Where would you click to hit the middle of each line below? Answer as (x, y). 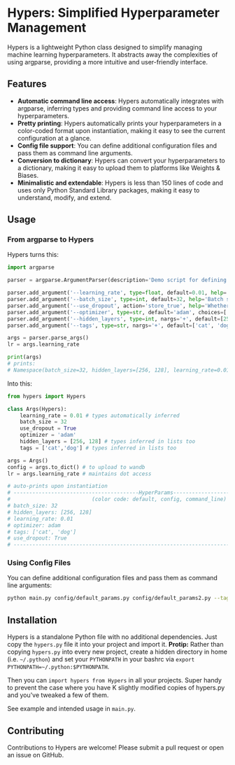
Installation (32, 620)
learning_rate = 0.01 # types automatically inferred (100, 415)
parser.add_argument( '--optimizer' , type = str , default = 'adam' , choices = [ (117, 312)
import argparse (31, 267)
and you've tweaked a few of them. (58, 695)
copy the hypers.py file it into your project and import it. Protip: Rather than (115, 645)
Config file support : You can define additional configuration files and (117, 146)
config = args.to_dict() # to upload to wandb (76, 467)
